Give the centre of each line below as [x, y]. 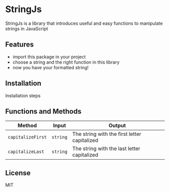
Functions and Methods [44, 111]
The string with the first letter [107, 134]
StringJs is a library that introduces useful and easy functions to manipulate [84, 23]
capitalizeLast [26, 152]
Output [117, 126]
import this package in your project [49, 57]
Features [19, 45]
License [18, 173]
